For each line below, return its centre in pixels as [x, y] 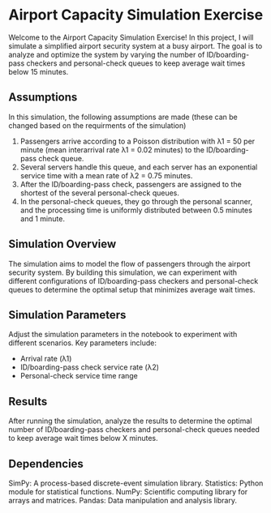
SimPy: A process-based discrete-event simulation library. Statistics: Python [136, 483]
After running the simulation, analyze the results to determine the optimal [130, 421]
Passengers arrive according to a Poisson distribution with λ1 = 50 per [138, 141]
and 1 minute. [42, 218]
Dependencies [46, 464]
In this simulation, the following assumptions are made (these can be [123, 117]
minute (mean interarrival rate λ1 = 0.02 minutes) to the [112, 150]
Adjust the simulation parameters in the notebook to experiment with [123, 335]
